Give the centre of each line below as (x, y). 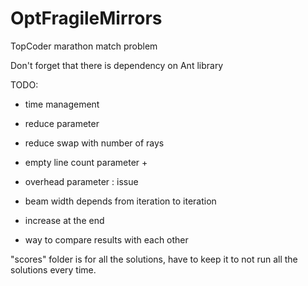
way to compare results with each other (106, 239)
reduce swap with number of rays (94, 143)
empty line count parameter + (86, 162)
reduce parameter (62, 123)
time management (62, 104)
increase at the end (64, 220)
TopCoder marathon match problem (84, 46)
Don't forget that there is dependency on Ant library (117, 65)
